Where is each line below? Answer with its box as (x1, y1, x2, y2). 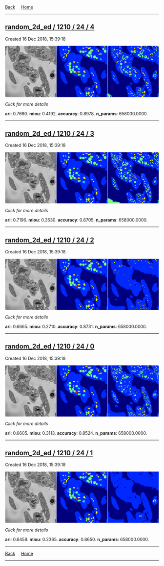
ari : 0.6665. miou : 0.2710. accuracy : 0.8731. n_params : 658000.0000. (5, 323, 147, 329)
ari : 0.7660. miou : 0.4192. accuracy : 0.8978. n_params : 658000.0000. (5, 110, 148, 117)
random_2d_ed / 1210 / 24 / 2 (5, 236, 94, 244)
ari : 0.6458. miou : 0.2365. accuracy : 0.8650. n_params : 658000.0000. (5, 537, 149, 542)
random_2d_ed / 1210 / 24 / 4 (5, 23, 95, 31)
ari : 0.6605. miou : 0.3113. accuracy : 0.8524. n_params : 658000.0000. (5, 430, 147, 436)
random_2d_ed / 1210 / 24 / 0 (5, 343, 95, 351)
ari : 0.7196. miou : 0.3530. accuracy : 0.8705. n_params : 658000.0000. (5, 217, 148, 223)
